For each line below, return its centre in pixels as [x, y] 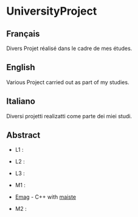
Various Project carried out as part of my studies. [68, 82]
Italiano [21, 101]
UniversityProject [52, 11]
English [21, 67]
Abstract [23, 135]
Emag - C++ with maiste [46, 197]
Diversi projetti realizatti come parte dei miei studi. [69, 116]
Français [23, 34]
